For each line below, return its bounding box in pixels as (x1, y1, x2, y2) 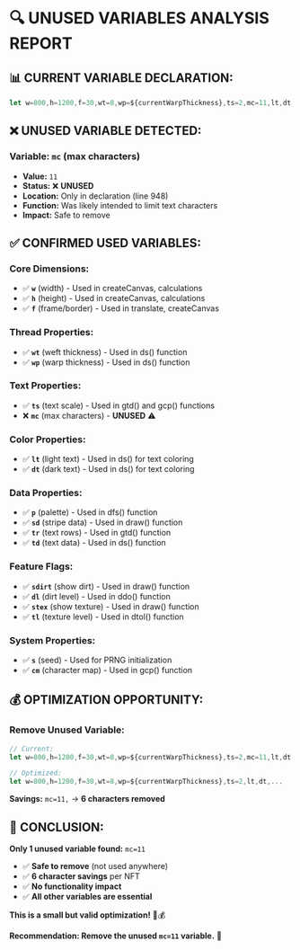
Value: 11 (22, 171, 58, 182)
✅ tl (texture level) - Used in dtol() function (22, 611, 184, 622)
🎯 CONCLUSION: (9, 820, 105, 835)
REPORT (9, 33, 74, 54)
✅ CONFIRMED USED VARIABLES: (9, 235, 202, 251)
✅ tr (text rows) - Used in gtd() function (22, 528, 172, 538)
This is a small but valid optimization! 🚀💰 (9, 910, 166, 920)
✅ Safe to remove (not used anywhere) (22, 861, 169, 872)
